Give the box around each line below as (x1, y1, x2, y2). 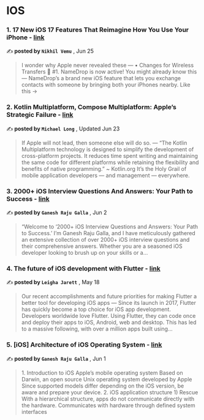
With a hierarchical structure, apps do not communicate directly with (21, 395, 195, 402)
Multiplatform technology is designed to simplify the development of (21, 145, 194, 153)
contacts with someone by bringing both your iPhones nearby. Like (21, 81, 191, 89)
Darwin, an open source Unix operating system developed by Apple (21, 375, 192, 383)
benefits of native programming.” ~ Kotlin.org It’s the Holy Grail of (21, 165, 187, 172)
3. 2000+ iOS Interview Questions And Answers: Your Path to (6, 187, 193, 195)
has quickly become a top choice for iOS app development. (21, 306, 172, 313)
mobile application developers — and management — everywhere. (21, 171, 190, 179)
